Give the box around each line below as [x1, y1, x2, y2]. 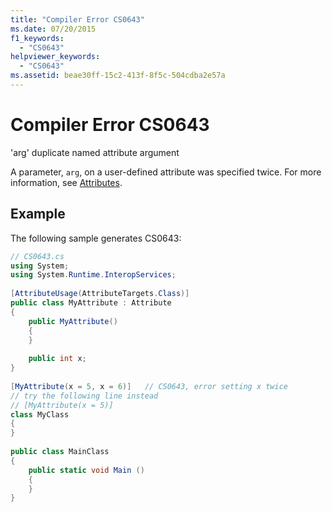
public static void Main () [28, 465, 145, 475]
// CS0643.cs [10, 251, 65, 261]
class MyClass [10, 409, 70, 420]
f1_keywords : [10, 33, 65, 43]
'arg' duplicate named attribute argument [10, 146, 180, 158]
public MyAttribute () [28, 316, 118, 326]
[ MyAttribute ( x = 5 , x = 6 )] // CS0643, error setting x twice [10, 381, 289, 391]
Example [10, 206, 66, 223]
